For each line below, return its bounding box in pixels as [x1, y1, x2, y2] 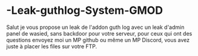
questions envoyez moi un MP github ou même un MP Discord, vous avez [6, 36, 190, 43]
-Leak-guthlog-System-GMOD [6, 4, 163, 17]
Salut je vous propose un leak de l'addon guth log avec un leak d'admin [6, 23, 185, 31]
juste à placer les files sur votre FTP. [6, 43, 97, 50]
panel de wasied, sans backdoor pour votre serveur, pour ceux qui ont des [6, 30, 193, 37]
